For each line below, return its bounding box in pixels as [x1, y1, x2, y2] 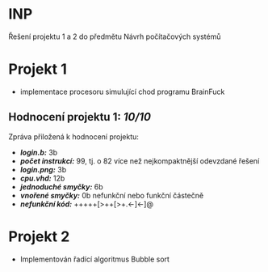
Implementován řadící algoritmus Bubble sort [19, 254, 170, 264]
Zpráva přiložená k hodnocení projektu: [8, 131, 140, 142]
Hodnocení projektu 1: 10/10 [8, 110, 152, 124]
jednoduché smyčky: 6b [19, 181, 103, 191]
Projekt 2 [8, 227, 70, 245]
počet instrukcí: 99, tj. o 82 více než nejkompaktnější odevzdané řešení [19, 155, 260, 166]
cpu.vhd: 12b [19, 173, 65, 183]
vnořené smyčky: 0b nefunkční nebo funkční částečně [19, 190, 204, 200]
